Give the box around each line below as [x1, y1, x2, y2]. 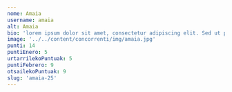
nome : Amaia [7, 10, 41, 17]
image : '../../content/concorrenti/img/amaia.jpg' [7, 36, 156, 43]
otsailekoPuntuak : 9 [7, 68, 67, 75]
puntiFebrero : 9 [7, 62, 54, 68]
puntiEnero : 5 [7, 49, 48, 56]
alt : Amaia [7, 23, 39, 30]
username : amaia [7, 17, 54, 24]
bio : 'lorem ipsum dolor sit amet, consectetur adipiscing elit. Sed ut [7, 29, 221, 37]
